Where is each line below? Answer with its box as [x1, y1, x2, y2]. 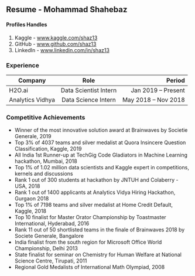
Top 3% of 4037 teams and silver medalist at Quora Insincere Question [14, 139, 186, 146]
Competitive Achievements [6, 113, 85, 121]
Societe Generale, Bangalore [14, 233, 84, 240]
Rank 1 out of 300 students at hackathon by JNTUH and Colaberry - [14, 176, 179, 183]
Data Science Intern [61, 96, 116, 104]
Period [166, 76, 186, 84]
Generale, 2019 [14, 133, 52, 140]
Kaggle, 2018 [14, 207, 47, 214]
